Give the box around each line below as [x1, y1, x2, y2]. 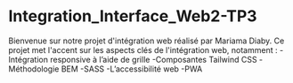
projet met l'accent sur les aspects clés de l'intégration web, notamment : [8, 44, 278, 55]
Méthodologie [8, 64, 60, 74]
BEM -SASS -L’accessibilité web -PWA [61, 64, 203, 74]
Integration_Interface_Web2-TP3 [8, 6, 257, 26]
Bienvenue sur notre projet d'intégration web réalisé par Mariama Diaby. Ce [8, 35, 285, 46]
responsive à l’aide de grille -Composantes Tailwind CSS [49, 54, 257, 64]
